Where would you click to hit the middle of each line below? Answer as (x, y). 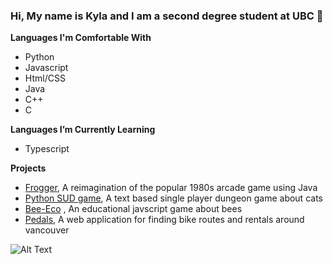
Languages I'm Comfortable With (81, 38)
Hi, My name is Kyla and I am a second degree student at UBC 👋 (167, 16)
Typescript (47, 149)
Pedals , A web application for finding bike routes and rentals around (164, 220)
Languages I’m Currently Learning (83, 130)
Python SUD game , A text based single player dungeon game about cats (173, 198)
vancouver (47, 230)
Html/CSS (45, 78)
